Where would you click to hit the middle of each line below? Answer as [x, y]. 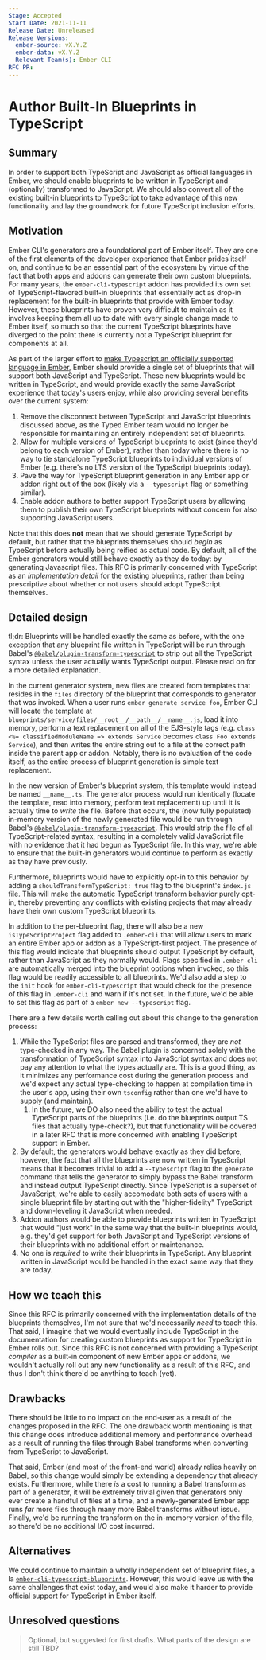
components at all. [39, 343]
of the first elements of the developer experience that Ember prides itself [127, 259]
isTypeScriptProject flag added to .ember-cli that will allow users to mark [130, 935]
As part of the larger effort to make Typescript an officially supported [121, 358]
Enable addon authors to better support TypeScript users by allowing [133, 501]
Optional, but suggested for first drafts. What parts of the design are [139, 1639]
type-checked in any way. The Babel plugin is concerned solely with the [138, 1050]
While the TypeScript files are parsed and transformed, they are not [130, 1042]
